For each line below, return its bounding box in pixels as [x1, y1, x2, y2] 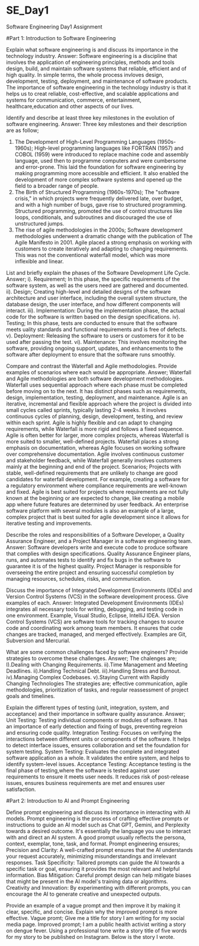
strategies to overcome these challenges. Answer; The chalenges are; [6, 655, 177, 662]
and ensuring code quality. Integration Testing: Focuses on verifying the [6, 729, 182, 736]
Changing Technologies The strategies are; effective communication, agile [6, 680, 188, 687]
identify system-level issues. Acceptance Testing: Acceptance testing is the [6, 760, 191, 767]
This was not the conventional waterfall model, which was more [14, 251, 171, 258]
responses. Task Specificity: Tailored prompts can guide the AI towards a [6, 859, 185, 866]
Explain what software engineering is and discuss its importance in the [6, 46, 179, 53]
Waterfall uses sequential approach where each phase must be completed [6, 381, 188, 388]
